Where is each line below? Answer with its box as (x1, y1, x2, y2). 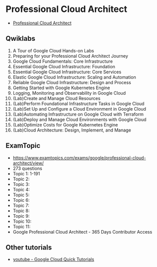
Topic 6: (12, 197, 30, 203)
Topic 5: (12, 192, 30, 198)
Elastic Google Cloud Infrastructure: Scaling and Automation (12, 74, 136, 80)
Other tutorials (5, 243, 52, 252)
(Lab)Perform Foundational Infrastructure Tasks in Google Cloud (12, 101, 145, 107)
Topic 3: (12, 181, 30, 187)
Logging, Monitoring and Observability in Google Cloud (12, 90, 126, 96)
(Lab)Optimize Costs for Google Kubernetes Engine (12, 122, 118, 128)
